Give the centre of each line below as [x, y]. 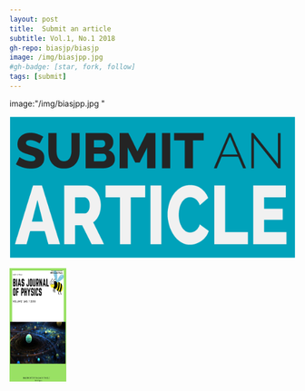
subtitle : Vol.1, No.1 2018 [63, 38]
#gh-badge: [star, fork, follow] [73, 67]
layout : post [34, 19]
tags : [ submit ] [38, 77]
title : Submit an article [60, 29]
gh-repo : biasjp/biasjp [54, 48]
